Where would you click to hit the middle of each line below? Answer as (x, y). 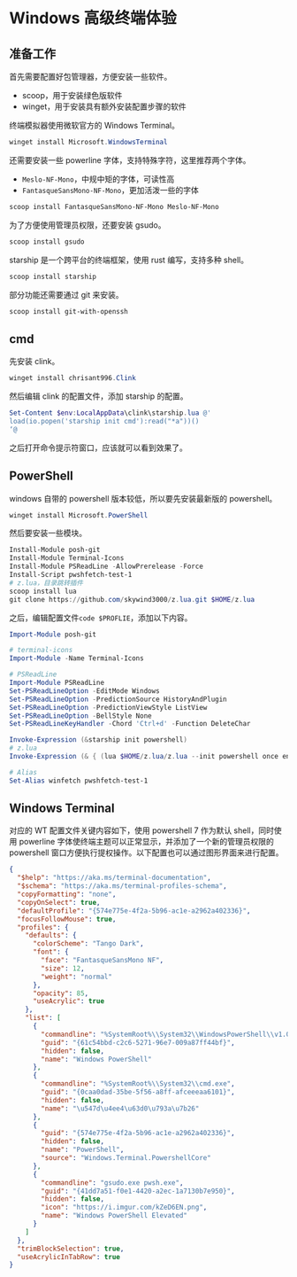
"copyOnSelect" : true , (59, 902)
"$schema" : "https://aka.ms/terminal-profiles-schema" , (122, 886)
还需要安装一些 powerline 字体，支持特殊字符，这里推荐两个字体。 (130, 160)
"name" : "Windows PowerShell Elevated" (114, 1216)
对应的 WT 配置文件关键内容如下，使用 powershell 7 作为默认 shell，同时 (141, 830)
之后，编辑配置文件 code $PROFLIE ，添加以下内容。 (101, 618)
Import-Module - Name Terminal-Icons (76, 658)
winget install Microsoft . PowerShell (79, 515)
